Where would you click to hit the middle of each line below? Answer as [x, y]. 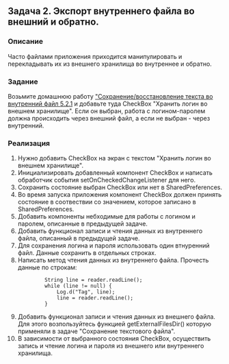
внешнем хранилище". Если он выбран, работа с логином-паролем [107, 111]
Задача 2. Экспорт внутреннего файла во [101, 11]
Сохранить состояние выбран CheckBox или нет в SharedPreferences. [120, 187]
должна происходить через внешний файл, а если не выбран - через [109, 118]
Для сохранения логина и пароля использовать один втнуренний [114, 245]
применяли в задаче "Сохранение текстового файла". [96, 331]
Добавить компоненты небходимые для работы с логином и [106, 217]
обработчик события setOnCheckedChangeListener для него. [107, 180]
